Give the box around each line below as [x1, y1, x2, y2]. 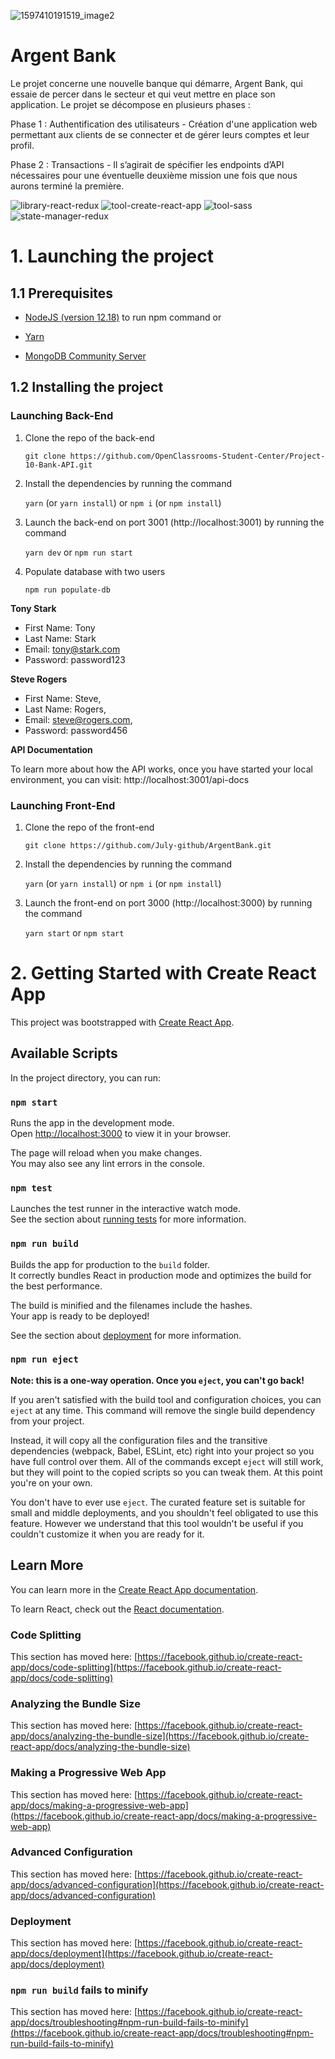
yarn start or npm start [24, 926, 125, 939]
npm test [10, 1182, 53, 1194]
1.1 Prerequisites [10, 285, 114, 302]
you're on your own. [10, 1476, 93, 1489]
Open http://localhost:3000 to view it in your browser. [10, 1127, 232, 1139]
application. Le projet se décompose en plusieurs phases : [10, 98, 251, 110]
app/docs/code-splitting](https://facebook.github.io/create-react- [10, 1661, 282, 1673]
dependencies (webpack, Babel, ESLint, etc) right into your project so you [10, 1445, 315, 1457]
